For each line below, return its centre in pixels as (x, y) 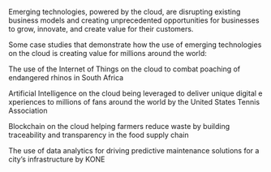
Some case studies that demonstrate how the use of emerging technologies (135, 45)
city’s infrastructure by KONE (57, 159)
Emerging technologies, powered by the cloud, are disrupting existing (125, 12)
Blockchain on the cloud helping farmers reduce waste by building (119, 126)
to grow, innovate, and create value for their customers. (101, 29)
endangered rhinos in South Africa (66, 77)
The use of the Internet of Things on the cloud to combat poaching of (125, 69)
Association (28, 110)
